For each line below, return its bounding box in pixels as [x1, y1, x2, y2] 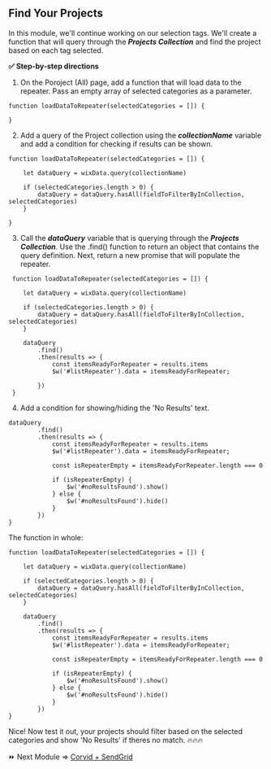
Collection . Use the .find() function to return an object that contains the [19, 242, 260, 251]
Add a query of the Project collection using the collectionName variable [19, 130, 262, 140]
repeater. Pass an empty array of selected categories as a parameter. [19, 85, 252, 96]
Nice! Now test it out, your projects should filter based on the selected [8, 726, 243, 736]
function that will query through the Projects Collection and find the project [8, 37, 261, 46]
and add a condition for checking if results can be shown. [19, 138, 213, 149]
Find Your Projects [8, 7, 104, 20]
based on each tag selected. [8, 45, 104, 55]
